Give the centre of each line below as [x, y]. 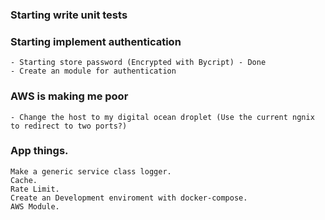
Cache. [24, 180]
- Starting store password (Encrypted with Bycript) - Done [138, 63]
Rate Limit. [35, 189]
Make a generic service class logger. [91, 171]
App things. [39, 151]
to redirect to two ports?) [69, 126]
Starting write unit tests [69, 15]
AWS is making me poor [69, 96]
